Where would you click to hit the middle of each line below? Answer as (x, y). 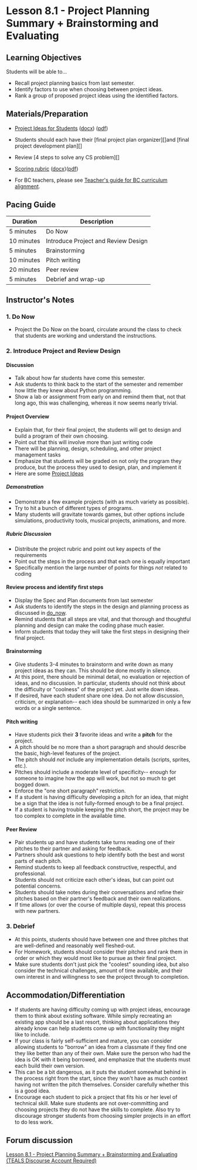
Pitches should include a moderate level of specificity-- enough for (96, 772)
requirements (30, 555)
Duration (24, 221)
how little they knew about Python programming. (73, 391)
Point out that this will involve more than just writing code (84, 442)
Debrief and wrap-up (76, 279)
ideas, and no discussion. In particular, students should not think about (100, 683)
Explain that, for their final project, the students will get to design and (98, 429)
